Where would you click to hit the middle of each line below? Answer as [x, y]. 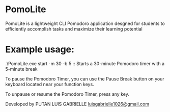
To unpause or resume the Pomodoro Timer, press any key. [67, 94]
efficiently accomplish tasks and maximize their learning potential [74, 29]
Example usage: [40, 50]
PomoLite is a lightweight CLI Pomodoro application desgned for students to [85, 23]
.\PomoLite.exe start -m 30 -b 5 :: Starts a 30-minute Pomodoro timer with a [85, 63]
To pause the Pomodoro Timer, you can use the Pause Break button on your [85, 79]
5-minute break [21, 69]
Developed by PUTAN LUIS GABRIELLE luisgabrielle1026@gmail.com [77, 104]
